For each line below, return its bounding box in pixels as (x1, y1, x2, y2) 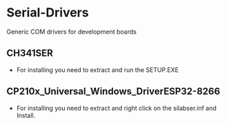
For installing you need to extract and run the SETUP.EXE (16, 65, 179, 73)
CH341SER (6, 47, 53, 59)
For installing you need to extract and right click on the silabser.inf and (16, 104, 217, 112)
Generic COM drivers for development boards (6, 27, 137, 36)
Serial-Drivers (6, 5, 89, 21)
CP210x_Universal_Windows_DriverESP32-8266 (6, 86, 221, 98)
